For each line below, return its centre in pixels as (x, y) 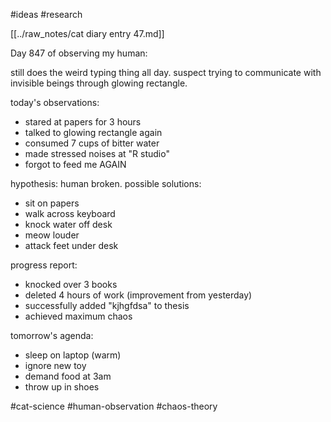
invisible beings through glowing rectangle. (99, 83)
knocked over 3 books (71, 284)
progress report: (44, 265)
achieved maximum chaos (78, 316)
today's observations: (55, 102)
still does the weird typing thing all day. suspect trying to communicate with (166, 72)
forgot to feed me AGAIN (75, 164)
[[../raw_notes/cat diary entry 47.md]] (87, 33)
